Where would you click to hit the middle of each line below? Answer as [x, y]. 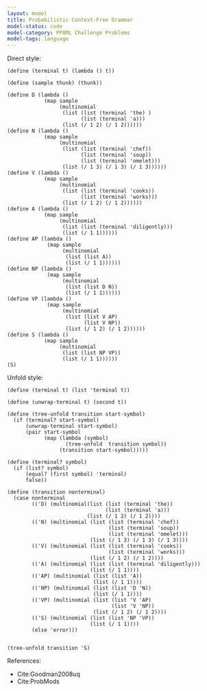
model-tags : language [38, 39]
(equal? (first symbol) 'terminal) [76, 474]
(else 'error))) [55, 630]
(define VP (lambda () [39, 299]
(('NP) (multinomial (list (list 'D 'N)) [92, 588]
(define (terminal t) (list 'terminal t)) [69, 390]
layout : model [27, 13]
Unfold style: [25, 378]
